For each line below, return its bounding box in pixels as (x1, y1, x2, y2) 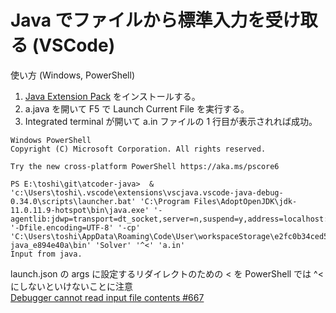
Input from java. (10, 249, 83, 259)
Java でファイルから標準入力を (10, 9, 266, 32)
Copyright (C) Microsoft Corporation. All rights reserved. (10, 144, 267, 154)
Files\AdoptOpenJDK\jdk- (193, 196, 298, 206)
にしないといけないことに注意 (10, 280, 133, 292)
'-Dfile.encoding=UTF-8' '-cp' (10, 222, 141, 233)
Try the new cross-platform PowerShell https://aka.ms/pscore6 (10, 161, 280, 171)
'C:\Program (139, 196, 190, 206)
